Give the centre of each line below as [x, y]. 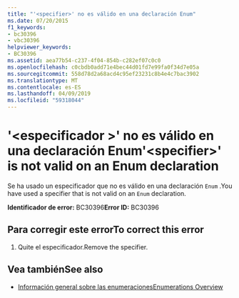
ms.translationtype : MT [43, 80]
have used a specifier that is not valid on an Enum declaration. [97, 193]
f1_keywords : [27, 27]
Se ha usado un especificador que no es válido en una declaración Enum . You [120, 186]
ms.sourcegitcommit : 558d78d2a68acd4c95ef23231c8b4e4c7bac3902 [103, 74]
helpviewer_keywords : [40, 47]
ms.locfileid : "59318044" [46, 101]
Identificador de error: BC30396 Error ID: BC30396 [83, 207]
